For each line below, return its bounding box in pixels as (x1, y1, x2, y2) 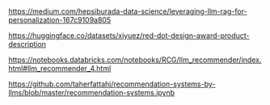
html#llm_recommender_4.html (8, 64, 112, 73)
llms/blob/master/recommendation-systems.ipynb (8, 88, 175, 98)
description (8, 40, 47, 49)
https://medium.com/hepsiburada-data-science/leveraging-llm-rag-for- (8, 6, 248, 16)
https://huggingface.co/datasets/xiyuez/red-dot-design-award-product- (8, 31, 250, 40)
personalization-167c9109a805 (8, 15, 112, 25)
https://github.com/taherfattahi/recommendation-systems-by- (8, 79, 216, 89)
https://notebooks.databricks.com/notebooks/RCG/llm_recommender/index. (8, 55, 262, 65)
